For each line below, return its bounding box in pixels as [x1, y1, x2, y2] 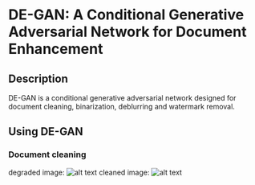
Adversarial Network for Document [8, 23, 247, 41]
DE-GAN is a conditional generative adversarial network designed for [8, 93, 237, 102]
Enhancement [8, 40, 103, 58]
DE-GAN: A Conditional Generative [8, 6, 245, 24]
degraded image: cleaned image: [8, 167, 150, 177]
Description [8, 72, 68, 85]
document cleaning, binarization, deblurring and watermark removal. [8, 102, 235, 111]
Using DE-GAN [8, 125, 83, 138]
